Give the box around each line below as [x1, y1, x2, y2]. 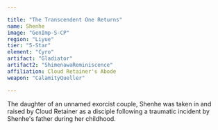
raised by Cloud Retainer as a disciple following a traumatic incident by [7, 107, 210, 115]
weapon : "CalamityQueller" [7, 74, 85, 81]
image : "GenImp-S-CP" [7, 29, 70, 36]
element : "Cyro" [7, 49, 54, 56]
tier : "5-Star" [7, 42, 51, 49]
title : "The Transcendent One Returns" [7, 16, 123, 23]
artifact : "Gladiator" [7, 55, 73, 63]
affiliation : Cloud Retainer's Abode [7, 67, 117, 75]
